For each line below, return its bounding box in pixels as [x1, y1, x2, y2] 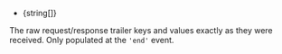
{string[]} [22, 8, 57, 18]
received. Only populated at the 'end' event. [9, 35, 174, 45]
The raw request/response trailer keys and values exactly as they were [9, 25, 273, 35]
